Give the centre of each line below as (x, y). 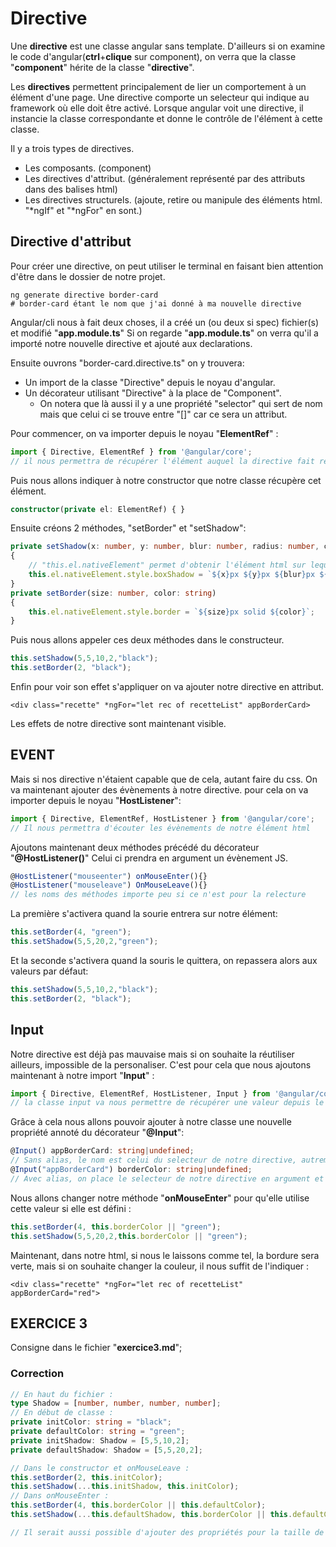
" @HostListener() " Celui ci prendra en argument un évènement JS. (149, 858)
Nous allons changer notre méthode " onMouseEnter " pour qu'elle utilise (160, 1198)
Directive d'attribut (71, 242)
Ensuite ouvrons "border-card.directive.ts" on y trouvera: (127, 363)
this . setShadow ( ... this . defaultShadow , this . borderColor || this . (151, 1515)
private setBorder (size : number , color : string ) (113, 593)
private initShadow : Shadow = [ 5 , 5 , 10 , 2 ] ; (100, 1440)
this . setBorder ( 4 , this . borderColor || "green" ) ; (116, 1227)
